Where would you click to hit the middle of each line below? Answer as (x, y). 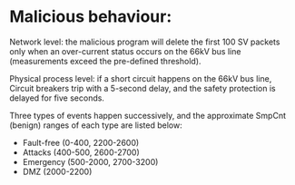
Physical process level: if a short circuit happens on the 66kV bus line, (141, 78)
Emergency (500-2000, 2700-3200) (90, 161)
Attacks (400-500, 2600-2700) (81, 152)
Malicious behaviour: (91, 17)
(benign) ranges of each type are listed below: (96, 125)
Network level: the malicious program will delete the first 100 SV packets (145, 42)
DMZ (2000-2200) (57, 171)
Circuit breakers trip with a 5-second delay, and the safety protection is (143, 88)
